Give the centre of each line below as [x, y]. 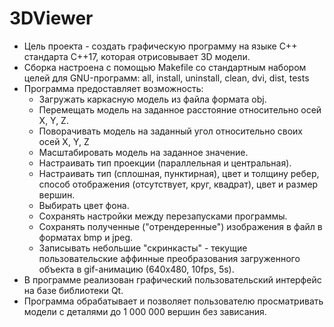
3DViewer [51, 18]
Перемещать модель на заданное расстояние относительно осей [180, 109]
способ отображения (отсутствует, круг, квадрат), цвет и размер [178, 184]
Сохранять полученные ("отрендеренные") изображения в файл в [180, 226]
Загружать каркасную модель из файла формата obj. [152, 99]
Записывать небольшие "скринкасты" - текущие [143, 248]
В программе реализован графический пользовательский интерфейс [172, 279]
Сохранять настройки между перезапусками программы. [163, 216]
